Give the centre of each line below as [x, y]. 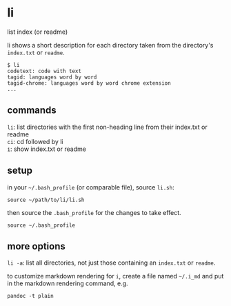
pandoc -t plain [30, 296]
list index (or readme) [38, 32]
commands [32, 111]
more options [36, 246]
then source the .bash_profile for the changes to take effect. [94, 212]
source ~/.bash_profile [41, 225]
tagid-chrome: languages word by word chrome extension [89, 83]
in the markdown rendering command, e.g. [68, 283]
